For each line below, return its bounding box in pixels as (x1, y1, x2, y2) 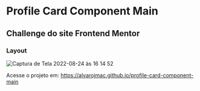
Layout (6, 46, 27, 55)
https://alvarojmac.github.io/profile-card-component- (60, 71, 194, 79)
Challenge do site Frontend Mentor (6, 28, 140, 39)
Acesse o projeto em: (6, 71, 59, 79)
